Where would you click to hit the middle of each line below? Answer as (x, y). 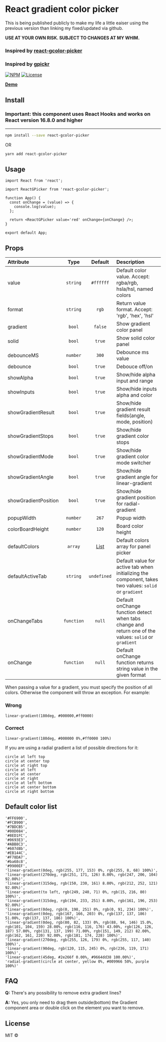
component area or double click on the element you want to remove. (75, 1008)
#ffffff (100, 283)
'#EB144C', (16, 853)
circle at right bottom (30, 791)
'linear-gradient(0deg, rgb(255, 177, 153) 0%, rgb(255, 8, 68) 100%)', (82, 870)
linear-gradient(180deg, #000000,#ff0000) (49, 716)
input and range (135, 381)
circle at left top (25, 757)
